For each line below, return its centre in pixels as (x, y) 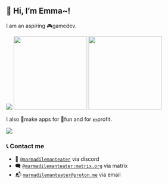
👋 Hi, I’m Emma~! (38, 11)
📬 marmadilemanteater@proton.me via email (68, 175)
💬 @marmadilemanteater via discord (57, 159)
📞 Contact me (25, 146)
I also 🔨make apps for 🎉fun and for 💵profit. (59, 119)
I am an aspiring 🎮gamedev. (41, 26)
